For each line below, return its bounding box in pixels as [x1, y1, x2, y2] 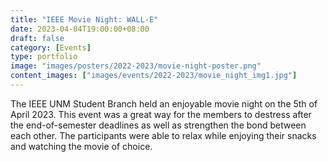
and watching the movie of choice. [10, 140, 153, 152]
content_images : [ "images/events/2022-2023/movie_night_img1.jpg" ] [10, 71, 298, 81]
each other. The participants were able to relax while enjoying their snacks [10, 129, 317, 141]
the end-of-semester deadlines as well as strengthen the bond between [10, 119, 307, 131]
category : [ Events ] [10, 42, 92, 53]
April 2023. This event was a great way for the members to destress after [10, 108, 312, 120]
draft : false [10, 33, 65, 43]
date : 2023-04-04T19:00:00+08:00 [10, 24, 150, 34]
